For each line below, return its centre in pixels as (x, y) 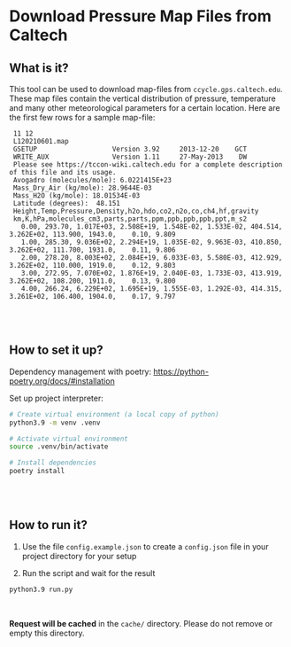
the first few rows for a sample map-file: (82, 117)
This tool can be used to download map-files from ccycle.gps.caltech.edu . (146, 89)
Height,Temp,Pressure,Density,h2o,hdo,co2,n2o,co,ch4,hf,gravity (136, 211)
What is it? (39, 68)
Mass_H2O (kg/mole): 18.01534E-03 (77, 196)
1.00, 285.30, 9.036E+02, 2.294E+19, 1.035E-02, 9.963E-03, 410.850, (152, 242)
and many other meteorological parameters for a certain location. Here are (145, 108)
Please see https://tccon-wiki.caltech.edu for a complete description (148, 165)
